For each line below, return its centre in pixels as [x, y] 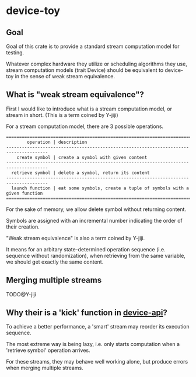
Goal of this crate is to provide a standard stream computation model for [93, 46]
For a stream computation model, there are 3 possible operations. [85, 126]
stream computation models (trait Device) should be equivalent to [85, 70]
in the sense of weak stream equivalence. [65, 76]
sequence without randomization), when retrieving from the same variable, [96, 255]
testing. [15, 53]
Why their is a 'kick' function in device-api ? [87, 313]
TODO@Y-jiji [21, 294]
